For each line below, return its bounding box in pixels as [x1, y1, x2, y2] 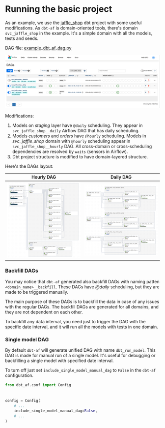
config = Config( [5, 398, 41, 403]
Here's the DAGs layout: [5, 163, 54, 169]
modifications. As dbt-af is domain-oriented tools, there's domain [5, 25, 138, 31]
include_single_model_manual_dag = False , [14, 408, 98, 414]
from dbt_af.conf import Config [5, 383, 71, 388]
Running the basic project [5, 3, 112, 15]
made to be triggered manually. [5, 289, 69, 295]
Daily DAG [110, 174, 132, 180]
